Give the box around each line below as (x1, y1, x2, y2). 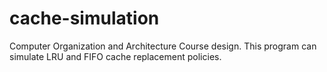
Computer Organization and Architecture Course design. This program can (9, 40, 317, 52)
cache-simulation (9, 7, 160, 30)
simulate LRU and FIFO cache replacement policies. (9, 50, 222, 62)
